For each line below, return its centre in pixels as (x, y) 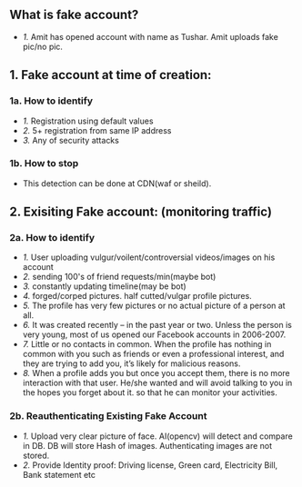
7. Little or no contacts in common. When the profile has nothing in (147, 344)
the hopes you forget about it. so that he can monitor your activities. (150, 393)
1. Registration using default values (88, 121)
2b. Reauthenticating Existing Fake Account (108, 416)
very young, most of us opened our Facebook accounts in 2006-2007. (154, 334)
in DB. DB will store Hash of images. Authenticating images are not (147, 445)
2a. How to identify (52, 238)
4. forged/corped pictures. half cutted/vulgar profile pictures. (137, 296)
